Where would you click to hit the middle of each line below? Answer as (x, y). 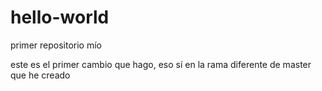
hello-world (60, 17)
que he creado (40, 75)
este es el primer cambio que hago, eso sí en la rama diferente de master (161, 64)
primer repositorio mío (56, 45)
